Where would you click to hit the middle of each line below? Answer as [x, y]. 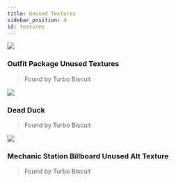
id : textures [26, 26]
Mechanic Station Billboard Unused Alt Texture [88, 156]
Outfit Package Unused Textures [63, 64]
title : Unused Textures [42, 14]
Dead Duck [26, 110]
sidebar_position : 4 [37, 20]
